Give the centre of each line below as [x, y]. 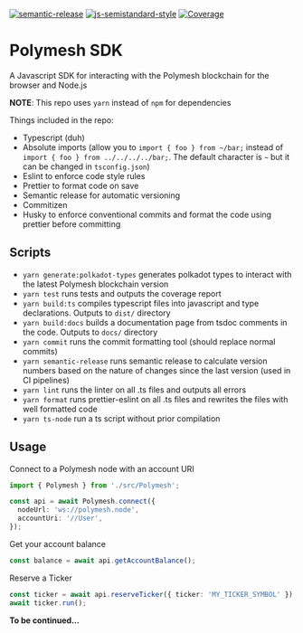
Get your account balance [58, 543]
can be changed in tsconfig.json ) [86, 166]
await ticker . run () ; [48, 603]
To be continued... [44, 620]
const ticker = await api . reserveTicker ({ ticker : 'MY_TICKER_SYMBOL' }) [151, 594]
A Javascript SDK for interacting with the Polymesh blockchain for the [139, 75]
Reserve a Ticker [41, 578]
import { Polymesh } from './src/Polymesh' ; [95, 485]
